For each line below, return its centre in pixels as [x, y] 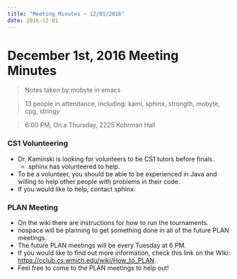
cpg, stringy [42, 111]
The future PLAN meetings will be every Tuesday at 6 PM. [102, 246]
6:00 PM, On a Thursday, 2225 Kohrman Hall [90, 125]
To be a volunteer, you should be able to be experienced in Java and [117, 173]
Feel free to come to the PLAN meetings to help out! [93, 268]
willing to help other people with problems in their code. [99, 181]
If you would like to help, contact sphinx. [76, 189]
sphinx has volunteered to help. [74, 166]
